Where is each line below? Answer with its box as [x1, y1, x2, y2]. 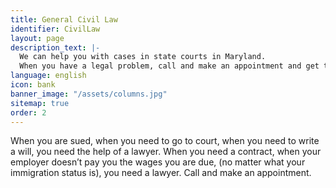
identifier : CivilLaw [10, 24, 101, 34]
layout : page [10, 33, 65, 43]
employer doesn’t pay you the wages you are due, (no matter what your [10, 156, 306, 168]
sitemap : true [10, 98, 70, 108]
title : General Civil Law [10, 14, 118, 25]
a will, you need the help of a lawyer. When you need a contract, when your [10, 146, 322, 158]
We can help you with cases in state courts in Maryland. [19, 52, 267, 62]
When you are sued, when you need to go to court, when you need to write [10, 135, 320, 147]
